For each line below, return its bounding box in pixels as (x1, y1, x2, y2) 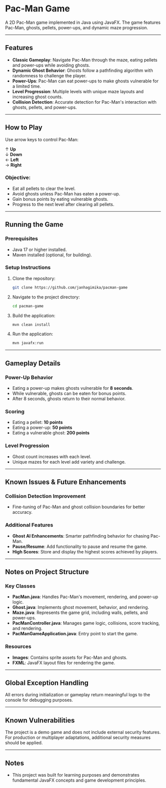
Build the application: (12, 312, 55, 318)
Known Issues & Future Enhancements (5, 478, 126, 486)
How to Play (5, 123, 43, 132)
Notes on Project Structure (5, 568, 89, 576)
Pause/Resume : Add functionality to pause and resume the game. (12, 544, 147, 549)
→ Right (5, 162, 22, 168)
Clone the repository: (12, 275, 56, 281)
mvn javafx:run (12, 341, 44, 346)
